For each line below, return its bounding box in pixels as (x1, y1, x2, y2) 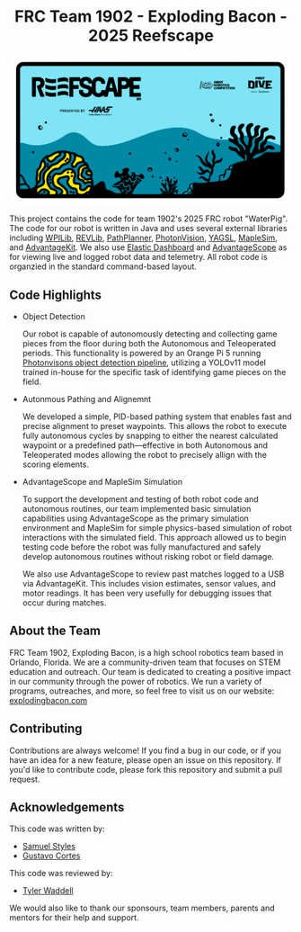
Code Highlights (9, 287, 102, 302)
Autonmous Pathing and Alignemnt (22, 394, 152, 405)
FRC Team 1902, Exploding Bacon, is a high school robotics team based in (9, 647, 284, 658)
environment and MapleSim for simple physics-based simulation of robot (22, 523, 292, 533)
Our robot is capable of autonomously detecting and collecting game (22, 328, 278, 339)
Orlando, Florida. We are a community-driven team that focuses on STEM (9, 657, 281, 668)
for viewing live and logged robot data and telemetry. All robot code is (9, 252, 268, 263)
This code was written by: (9, 823, 105, 834)
